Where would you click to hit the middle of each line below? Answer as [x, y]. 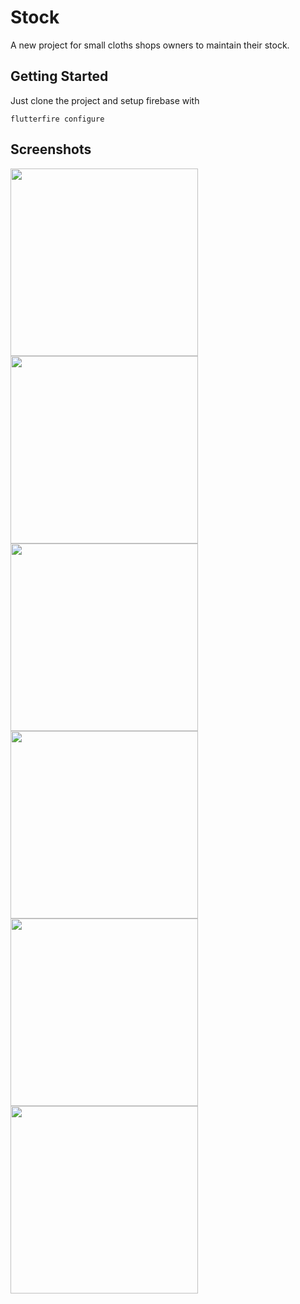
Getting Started [59, 76]
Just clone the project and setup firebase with [105, 100]
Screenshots [51, 149]
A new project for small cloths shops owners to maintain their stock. [150, 45]
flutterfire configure [57, 119]
